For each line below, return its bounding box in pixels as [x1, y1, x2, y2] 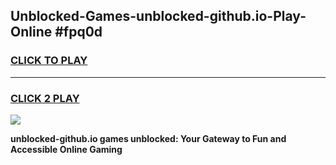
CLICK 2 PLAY [10, 91, 80, 105]
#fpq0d [54, 24, 103, 41]
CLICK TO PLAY [10, 54, 88, 68]
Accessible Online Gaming [10, 143, 123, 155]
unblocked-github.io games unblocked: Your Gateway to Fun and [10, 132, 287, 144]
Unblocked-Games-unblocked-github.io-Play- [10, 8, 307, 25]
